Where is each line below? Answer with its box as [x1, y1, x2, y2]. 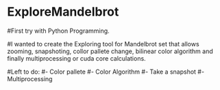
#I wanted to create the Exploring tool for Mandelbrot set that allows [7, 40, 200, 48]
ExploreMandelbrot [7, 4, 119, 20]
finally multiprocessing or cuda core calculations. [7, 54, 146, 62]
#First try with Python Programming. [7, 27, 110, 35]
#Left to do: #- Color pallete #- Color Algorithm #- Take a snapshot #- [7, 67, 204, 76]
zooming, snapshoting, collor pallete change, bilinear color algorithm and [7, 47, 214, 55]
